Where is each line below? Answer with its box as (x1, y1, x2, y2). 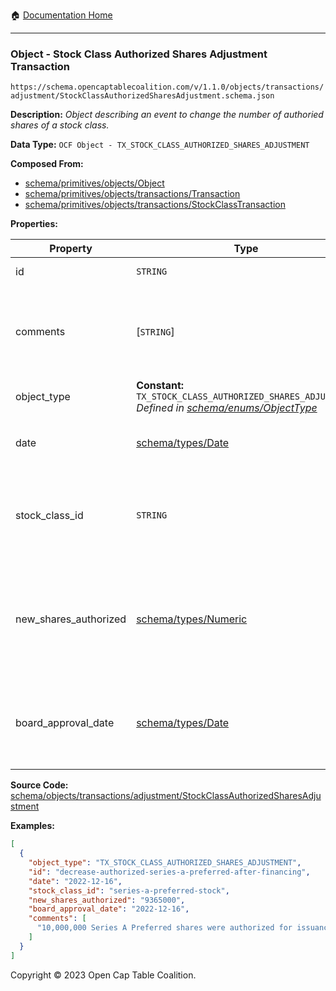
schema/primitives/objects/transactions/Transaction (24, 188, 241, 200)
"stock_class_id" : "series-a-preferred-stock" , (28, 885, 230, 896)
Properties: (10, 218, 58, 230)
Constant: (136, 379, 185, 393)
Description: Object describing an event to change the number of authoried (10, 109, 324, 121)
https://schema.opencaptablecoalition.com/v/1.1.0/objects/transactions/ (10, 82, 325, 93)
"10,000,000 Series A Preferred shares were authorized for (36, 923, 293, 933)
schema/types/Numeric (136, 612, 248, 626)
